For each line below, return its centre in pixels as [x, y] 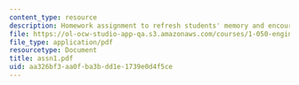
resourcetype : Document [53, 50]
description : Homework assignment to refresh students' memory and [137, 26]
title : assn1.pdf [41, 58]
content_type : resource [53, 17]
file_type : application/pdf [61, 42]
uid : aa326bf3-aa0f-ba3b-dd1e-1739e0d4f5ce [91, 67]
